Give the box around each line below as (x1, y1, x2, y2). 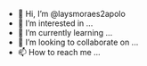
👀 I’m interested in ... (17, 18, 94, 29)
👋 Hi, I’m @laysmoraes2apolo (17, 9, 127, 19)
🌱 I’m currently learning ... (17, 28, 113, 37)
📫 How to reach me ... (17, 47, 101, 57)
